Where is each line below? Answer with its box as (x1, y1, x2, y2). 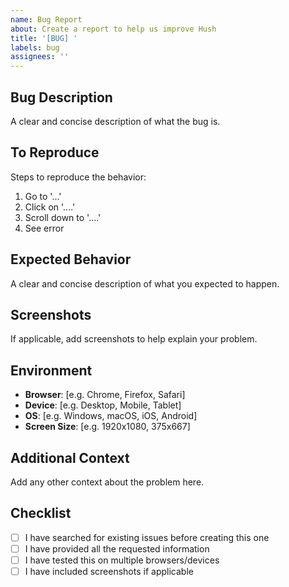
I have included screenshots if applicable (24, 566, 194, 577)
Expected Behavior (10, 251, 132, 268)
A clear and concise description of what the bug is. (10, 115, 221, 127)
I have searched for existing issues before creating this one (24, 531, 270, 543)
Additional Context (10, 449, 130, 466)
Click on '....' (24, 201, 76, 213)
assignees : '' (10, 52, 70, 62)
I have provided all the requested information (24, 542, 210, 555)
